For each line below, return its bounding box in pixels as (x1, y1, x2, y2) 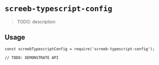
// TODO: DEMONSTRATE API (4, 55, 58, 60)
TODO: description (16, 18, 56, 24)
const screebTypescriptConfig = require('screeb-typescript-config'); (4, 46, 155, 51)
